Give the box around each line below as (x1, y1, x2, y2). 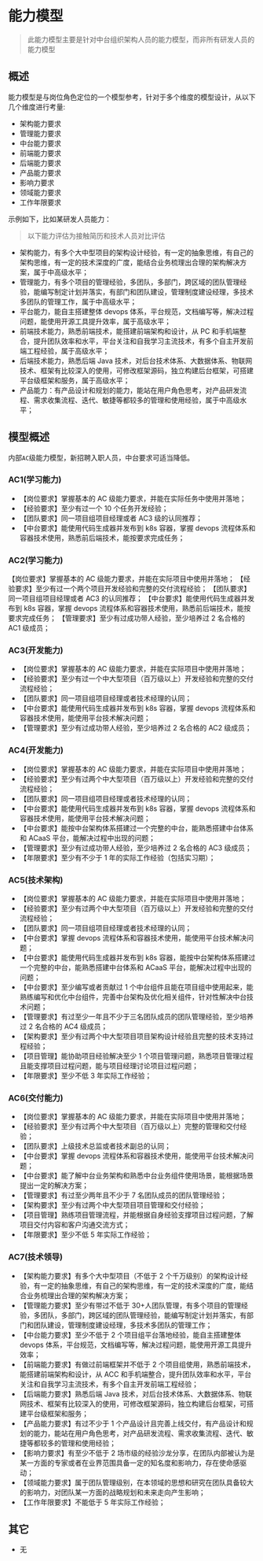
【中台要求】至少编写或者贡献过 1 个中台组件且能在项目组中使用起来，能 (19, 982, 254, 992)
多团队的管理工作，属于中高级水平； (19, 297, 137, 306)
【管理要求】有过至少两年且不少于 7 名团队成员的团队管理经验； (19, 1190, 228, 1200)
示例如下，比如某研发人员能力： (8, 214, 111, 224)
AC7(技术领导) (8, 1252, 63, 1263)
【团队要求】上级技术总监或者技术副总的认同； (19, 1141, 171, 1151)
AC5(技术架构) (8, 875, 64, 886)
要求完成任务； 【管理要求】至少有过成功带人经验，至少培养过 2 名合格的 (8, 613, 246, 623)
